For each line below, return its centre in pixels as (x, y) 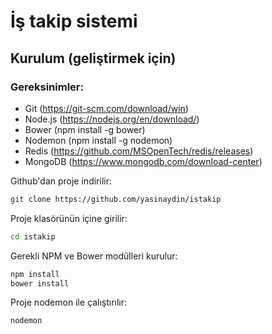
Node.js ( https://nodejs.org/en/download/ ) (112, 119)
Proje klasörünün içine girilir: (69, 218)
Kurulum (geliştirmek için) (93, 58)
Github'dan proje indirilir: (61, 181)
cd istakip (33, 236)
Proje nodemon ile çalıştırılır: (69, 302)
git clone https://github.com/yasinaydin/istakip (116, 199)
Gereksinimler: (47, 87)
